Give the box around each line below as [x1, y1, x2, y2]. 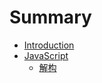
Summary [9, 6, 92, 29]
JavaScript [23, 49, 69, 61]
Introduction [23, 39, 75, 51]
